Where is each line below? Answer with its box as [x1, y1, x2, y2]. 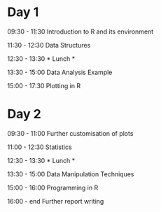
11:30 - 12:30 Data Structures [7, 41, 91, 49]
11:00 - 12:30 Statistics [7, 143, 72, 151]
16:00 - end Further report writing [7, 197, 104, 205]
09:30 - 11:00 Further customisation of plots [7, 129, 134, 137]
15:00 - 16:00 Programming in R [7, 183, 99, 192]
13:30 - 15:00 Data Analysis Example [7, 68, 113, 76]
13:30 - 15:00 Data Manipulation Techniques [7, 169, 134, 178]
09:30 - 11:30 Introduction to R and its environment [7, 27, 154, 36]
